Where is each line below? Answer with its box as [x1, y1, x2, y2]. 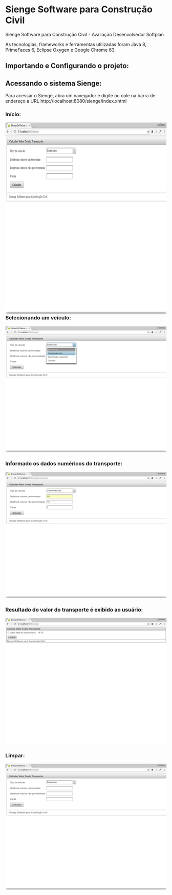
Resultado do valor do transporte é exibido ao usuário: [5, 606, 143, 613]
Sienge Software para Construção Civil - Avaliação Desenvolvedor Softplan [5, 31, 164, 37]
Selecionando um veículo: [5, 314, 72, 321]
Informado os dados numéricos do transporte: [5, 460, 123, 467]
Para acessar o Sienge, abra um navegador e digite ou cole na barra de [5, 93, 156, 99]
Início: [5, 111, 21, 118]
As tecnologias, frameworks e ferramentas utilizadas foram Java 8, [5, 41, 147, 47]
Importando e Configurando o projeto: [5, 61, 130, 70]
